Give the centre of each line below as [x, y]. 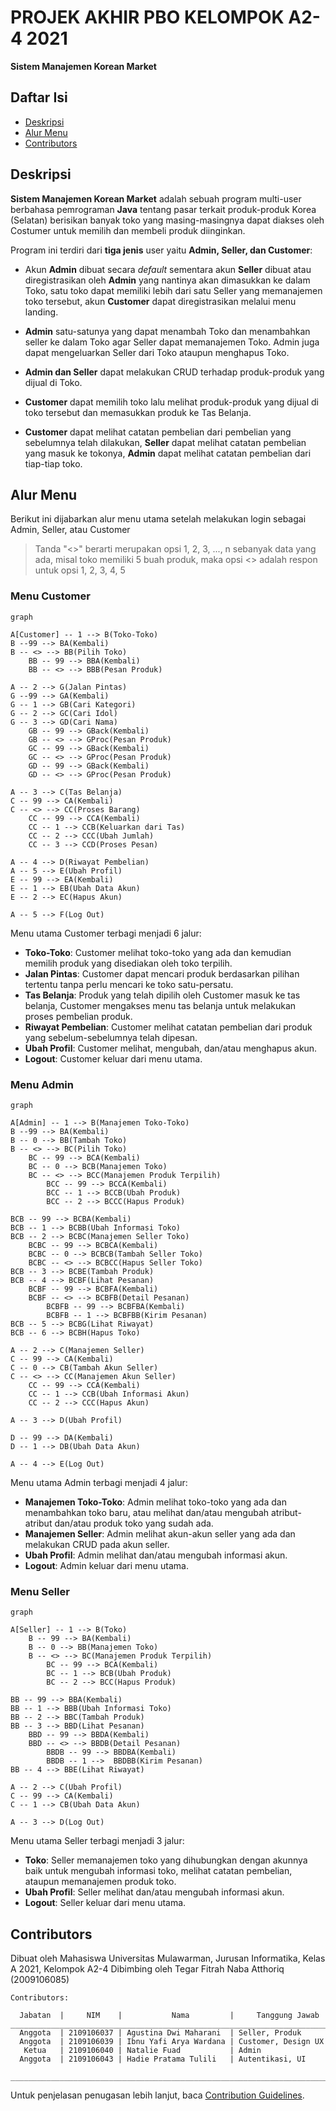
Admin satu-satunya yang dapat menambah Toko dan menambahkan [167, 331]
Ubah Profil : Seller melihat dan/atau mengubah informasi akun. [154, 1892]
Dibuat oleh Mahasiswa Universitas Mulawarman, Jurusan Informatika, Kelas [168, 1958]
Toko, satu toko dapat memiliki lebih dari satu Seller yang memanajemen [173, 290]
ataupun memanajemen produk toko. [100, 1882]
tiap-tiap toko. [53, 463]
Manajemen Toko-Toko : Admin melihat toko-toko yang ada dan [155, 1502]
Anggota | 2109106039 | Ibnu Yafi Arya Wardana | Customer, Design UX [172, 2042]
